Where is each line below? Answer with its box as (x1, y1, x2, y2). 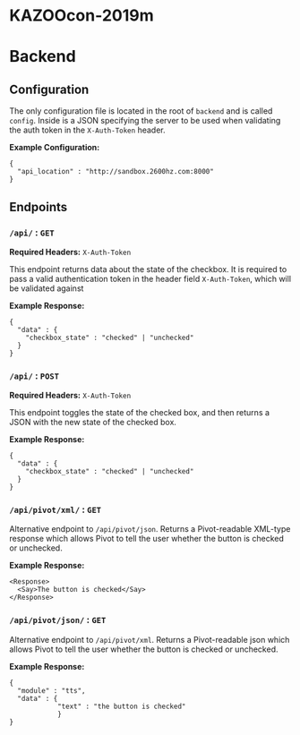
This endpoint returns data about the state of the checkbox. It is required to (9, 263, 287, 274)
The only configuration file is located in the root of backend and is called (9, 106, 273, 116)
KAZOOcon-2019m (9, 5, 154, 26)
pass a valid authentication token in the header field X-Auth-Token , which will (9, 273, 292, 284)
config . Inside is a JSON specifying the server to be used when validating (9, 115, 281, 126)
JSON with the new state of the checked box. (9, 417, 177, 428)
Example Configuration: (9, 142, 100, 153)
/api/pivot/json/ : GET (9, 614, 107, 627)
